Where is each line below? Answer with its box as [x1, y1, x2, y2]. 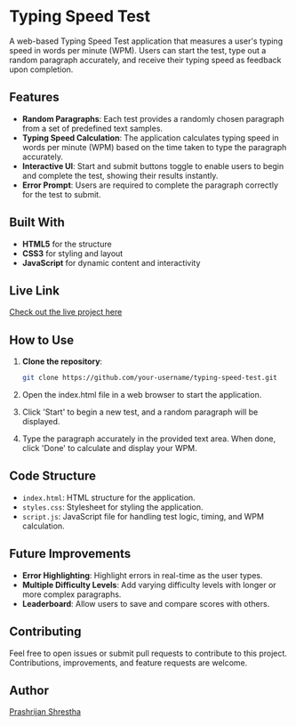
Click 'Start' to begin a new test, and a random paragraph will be [21, 407, 259, 417]
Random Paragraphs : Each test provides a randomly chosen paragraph [21, 113, 284, 124]
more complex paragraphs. [21, 589, 122, 600]
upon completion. [9, 64, 74, 75]
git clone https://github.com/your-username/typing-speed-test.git [21, 374, 277, 383]
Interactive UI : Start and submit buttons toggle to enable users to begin [21, 160, 284, 171]
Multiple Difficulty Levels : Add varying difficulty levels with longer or [21, 579, 277, 590]
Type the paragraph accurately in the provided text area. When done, [21, 433, 276, 444]
